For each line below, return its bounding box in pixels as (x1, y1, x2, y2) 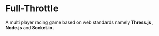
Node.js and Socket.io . (5, 24, 54, 30)
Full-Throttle (5, 3, 59, 14)
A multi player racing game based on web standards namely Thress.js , (5, 19, 154, 25)
